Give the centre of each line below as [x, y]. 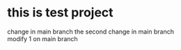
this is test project [60, 13]
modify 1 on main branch [42, 38]
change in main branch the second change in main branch [90, 32]
